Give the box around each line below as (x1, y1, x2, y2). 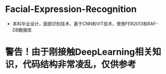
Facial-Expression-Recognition (5, 3, 137, 15)
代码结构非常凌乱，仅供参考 (22, 59, 137, 70)
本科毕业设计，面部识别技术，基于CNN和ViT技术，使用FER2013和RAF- (12, 20, 158, 26)
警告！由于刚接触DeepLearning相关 (5, 46, 153, 58)
